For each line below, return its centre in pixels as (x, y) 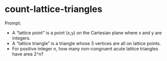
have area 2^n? (28, 54)
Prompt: (13, 23)
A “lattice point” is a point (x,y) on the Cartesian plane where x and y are (87, 32)
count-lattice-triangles (54, 9)
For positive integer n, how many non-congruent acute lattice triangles (85, 48)
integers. (21, 38)
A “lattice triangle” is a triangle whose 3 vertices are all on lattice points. (87, 43)
